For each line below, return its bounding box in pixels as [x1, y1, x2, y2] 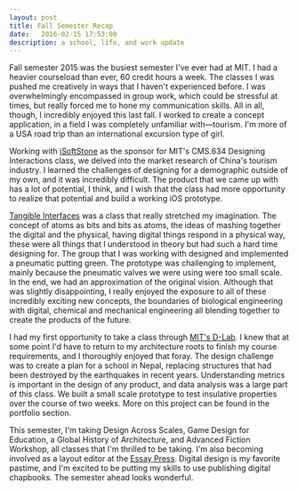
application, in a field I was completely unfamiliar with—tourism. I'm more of [9, 119, 287, 130]
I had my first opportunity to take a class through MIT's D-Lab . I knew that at [9, 331, 289, 343]
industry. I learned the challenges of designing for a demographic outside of [9, 165, 288, 176]
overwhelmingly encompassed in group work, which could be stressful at [9, 91, 278, 102]
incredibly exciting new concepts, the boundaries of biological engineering [9, 296, 283, 307]
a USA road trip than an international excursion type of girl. [9, 128, 225, 139]
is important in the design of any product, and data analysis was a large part [9, 380, 288, 390]
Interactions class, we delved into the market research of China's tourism [9, 155, 278, 166]
